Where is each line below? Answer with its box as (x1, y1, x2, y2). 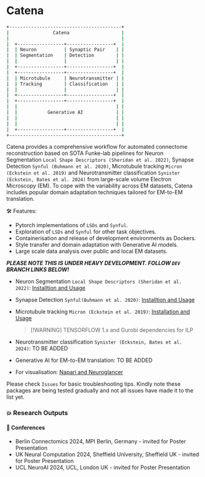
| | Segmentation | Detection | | (6, 53, 124, 59)
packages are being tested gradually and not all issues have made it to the (6, 387, 194, 394)
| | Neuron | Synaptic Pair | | (6, 47, 124, 53)
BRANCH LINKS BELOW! (6, 266, 69, 273)
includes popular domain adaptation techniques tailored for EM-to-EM (6, 189, 183, 196)
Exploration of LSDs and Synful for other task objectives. (15, 228, 157, 236)
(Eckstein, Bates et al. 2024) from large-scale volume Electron (6, 176, 171, 183)
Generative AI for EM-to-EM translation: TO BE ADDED (15, 356, 153, 364)
